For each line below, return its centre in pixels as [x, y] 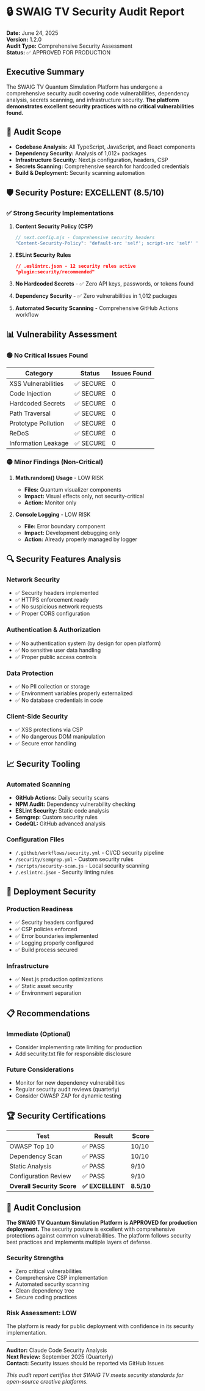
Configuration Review [40, 1176]
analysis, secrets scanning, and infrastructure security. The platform [93, 100]
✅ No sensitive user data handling [58, 650]
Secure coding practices [46, 1297]
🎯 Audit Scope [34, 132]
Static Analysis [31, 1167]
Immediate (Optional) [39, 1034]
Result [104, 1136]
